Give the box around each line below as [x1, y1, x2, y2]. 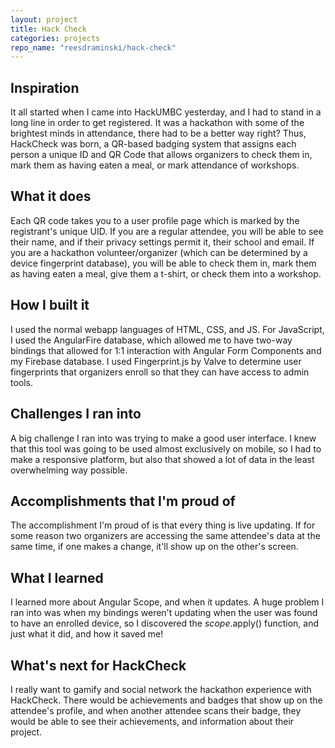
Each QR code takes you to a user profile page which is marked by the [10, 214, 300, 226]
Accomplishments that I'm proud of [10, 492, 236, 510]
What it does [10, 188, 92, 205]
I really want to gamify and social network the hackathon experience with [10, 683, 312, 695]
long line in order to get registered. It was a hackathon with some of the [10, 117, 305, 129]
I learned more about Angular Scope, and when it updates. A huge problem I [10, 596, 325, 608]
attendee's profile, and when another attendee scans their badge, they [10, 704, 302, 716]
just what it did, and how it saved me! [10, 628, 164, 640]
